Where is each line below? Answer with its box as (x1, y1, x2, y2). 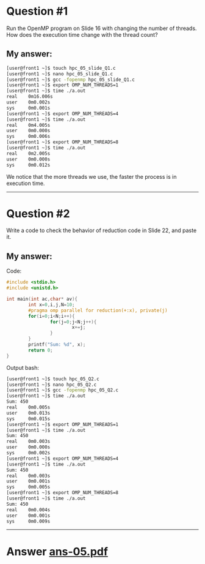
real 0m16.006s (6, 94, 53, 100)
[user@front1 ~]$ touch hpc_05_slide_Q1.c (6, 65, 116, 71)
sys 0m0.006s (6, 133, 51, 140)
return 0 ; (28, 347, 53, 353)
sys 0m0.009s (6, 518, 51, 524)
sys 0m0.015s (6, 415, 51, 422)
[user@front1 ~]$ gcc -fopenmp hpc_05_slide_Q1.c (6, 77, 135, 83)
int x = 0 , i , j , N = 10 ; (28, 301, 75, 307)
